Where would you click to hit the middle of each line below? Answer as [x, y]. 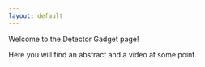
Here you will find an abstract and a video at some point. [102, 54]
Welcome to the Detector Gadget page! [74, 39]
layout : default [36, 16]
